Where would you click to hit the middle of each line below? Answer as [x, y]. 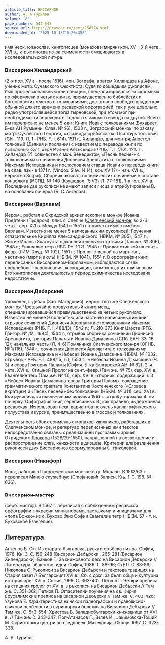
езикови [14, 607]
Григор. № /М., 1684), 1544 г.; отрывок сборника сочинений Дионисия [79, 333]
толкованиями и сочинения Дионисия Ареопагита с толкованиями [76, 160]
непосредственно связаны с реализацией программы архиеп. [71, 432]
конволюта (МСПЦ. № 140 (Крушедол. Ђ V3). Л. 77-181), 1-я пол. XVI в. [79, 181]
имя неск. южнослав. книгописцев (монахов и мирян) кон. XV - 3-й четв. [82, 47]
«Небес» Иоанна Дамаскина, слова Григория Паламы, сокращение [77, 380]
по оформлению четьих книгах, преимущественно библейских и [73, 97]
